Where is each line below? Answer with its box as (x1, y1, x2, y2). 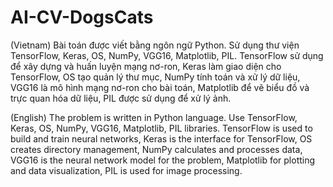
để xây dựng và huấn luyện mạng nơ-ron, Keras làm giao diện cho (10, 60, 282, 72)
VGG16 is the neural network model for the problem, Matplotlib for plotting (10, 154, 316, 166)
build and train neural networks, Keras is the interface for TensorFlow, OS (10, 132, 313, 145)
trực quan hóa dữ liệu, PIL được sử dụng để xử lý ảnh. (10, 92, 232, 104)
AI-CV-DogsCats (10, 6, 154, 29)
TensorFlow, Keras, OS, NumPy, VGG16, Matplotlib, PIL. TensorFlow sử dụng (10, 49, 324, 61)
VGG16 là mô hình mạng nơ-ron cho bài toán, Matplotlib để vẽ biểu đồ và (10, 81, 310, 93)
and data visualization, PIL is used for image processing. (10, 164, 243, 176)
